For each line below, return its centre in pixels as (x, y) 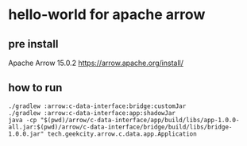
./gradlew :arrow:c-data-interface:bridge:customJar (97, 106)
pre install (33, 44)
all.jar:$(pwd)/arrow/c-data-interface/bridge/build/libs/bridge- (120, 127)
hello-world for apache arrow (107, 15)
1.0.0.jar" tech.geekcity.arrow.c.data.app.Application (102, 134)
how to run (35, 88)
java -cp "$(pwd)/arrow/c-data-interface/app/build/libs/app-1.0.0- (124, 120)
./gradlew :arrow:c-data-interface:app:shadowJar (92, 113)
